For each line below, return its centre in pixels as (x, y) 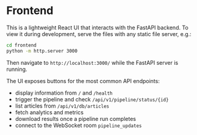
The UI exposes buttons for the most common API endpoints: (83, 81)
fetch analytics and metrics (49, 112)
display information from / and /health (64, 93)
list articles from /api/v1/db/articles (62, 106)
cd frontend (21, 45)
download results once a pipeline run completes (75, 119)
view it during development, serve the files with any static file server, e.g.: (99, 34)
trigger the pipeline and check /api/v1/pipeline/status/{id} (92, 99)
